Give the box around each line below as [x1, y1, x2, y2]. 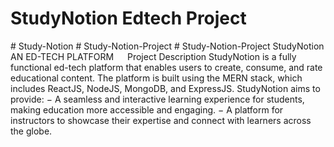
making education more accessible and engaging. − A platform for [10, 103, 284, 116]
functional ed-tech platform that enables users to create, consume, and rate [10, 61, 323, 73]
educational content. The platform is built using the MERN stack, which [10, 72, 303, 84]
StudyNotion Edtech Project [10, 7, 247, 30]
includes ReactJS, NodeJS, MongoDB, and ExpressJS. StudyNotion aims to [10, 82, 321, 94]
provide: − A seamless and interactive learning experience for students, [10, 93, 305, 105]
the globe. [10, 125, 53, 137]
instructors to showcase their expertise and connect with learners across [10, 114, 312, 126]
